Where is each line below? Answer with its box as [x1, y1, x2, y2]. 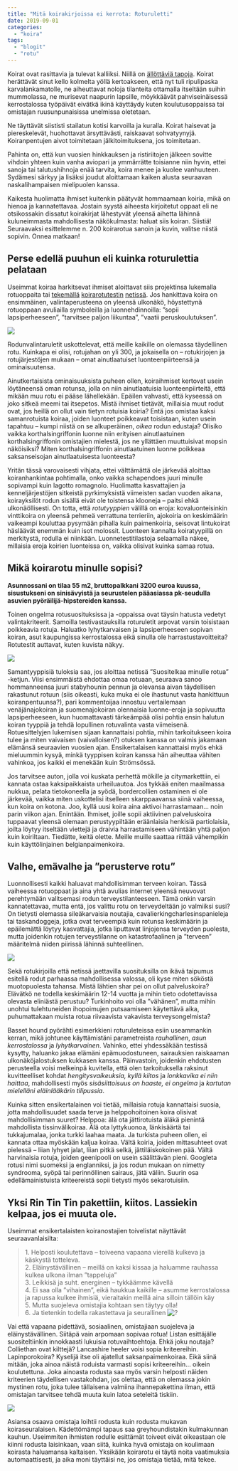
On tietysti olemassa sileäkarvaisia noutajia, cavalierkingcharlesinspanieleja [7, 910, 229, 918]
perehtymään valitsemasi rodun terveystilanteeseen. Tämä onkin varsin [7, 895, 216, 903]
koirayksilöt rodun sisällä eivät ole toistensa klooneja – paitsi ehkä [7, 496, 199, 505]
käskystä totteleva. [24, 1255, 80, 1264]
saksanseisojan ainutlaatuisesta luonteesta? [7, 452, 136, 460]
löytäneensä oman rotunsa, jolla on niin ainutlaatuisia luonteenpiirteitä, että [7, 384, 226, 392]
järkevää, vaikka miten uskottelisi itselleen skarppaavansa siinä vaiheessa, [7, 794, 225, 803]
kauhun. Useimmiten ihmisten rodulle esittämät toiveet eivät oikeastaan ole [7, 1433, 226, 1441]
